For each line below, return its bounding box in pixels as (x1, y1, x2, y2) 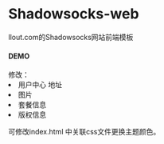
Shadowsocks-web (8, 5, 139, 23)
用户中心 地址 (18, 80, 62, 90)
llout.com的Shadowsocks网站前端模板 (8, 32, 134, 42)
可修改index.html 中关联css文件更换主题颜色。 (8, 127, 161, 137)
